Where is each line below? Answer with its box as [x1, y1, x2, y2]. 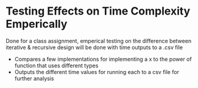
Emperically [5, 17, 68, 31]
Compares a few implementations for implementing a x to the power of [14, 55, 193, 63]
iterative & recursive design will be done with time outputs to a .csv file [5, 44, 183, 51]
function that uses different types [14, 62, 99, 69]
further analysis [14, 75, 54, 82]
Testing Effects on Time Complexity [5, 4, 191, 18]
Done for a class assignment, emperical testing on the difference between [5, 37, 192, 44]
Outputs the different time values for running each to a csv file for [14, 68, 179, 75]
